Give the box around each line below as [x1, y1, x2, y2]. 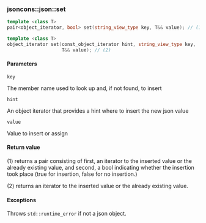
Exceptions [7, 196, 36, 203]
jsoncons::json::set [7, 5, 66, 13]
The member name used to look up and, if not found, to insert [7, 85, 162, 92]
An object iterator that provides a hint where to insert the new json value [7, 107, 189, 115]
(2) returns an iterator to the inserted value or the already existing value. [7, 183, 189, 190]
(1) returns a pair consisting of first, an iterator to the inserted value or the [7, 157, 192, 165]
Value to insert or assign [7, 129, 68, 137]
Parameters [7, 60, 37, 67]
